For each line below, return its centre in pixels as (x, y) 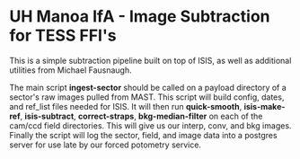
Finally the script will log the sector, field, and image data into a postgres (143, 135)
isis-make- (265, 106)
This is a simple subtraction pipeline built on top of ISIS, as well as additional (150, 60)
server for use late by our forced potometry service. (106, 145)
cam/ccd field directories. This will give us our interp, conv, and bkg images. (150, 125)
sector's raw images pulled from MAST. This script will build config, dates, (147, 97)
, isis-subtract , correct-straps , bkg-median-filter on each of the (141, 116)
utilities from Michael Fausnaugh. (71, 70)
